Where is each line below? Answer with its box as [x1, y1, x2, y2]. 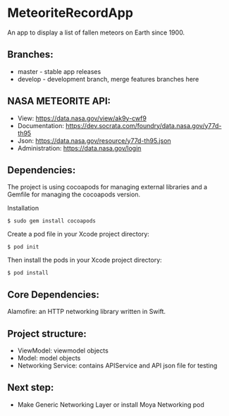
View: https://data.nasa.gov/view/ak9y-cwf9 [17, 114, 147, 122]
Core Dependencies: [7, 289, 100, 301]
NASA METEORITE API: [7, 95, 111, 107]
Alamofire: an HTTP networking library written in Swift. [7, 308, 166, 316]
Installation [7, 204, 39, 213]
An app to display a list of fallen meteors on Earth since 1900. [7, 28, 185, 37]
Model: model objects [17, 354, 81, 362]
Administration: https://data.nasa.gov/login [17, 144, 142, 152]
